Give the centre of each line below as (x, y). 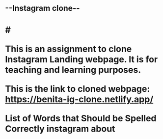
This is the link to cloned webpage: (78, 89)
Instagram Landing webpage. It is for (81, 60)
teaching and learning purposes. (73, 70)
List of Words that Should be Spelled (81, 119)
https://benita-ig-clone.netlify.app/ (79, 99)
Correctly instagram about (60, 129)
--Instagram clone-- (42, 8)
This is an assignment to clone (68, 49)
